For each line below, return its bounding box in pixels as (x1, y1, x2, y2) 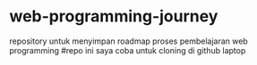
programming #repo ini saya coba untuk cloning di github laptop (9, 45, 246, 55)
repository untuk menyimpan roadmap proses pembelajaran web (9, 36, 248, 46)
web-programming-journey (9, 6, 218, 27)
